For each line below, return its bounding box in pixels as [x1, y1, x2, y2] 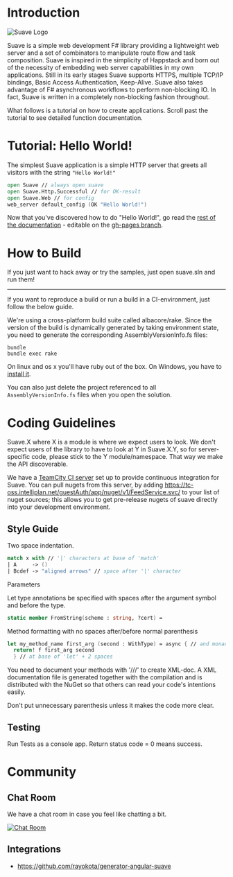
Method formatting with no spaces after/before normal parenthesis [7, 627, 198, 635]
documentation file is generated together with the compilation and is [7, 673, 202, 681]
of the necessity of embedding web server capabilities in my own [7, 63, 194, 71]
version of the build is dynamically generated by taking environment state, [7, 324, 219, 332]
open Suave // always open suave [7, 182, 104, 189]
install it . [7, 370, 31, 379]
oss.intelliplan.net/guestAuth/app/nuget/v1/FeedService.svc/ [7, 488, 180, 496]
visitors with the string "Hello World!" [7, 168, 116, 176]
